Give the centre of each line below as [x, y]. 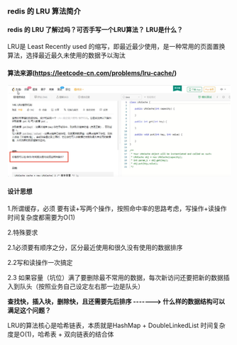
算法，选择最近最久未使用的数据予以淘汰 [66, 55]
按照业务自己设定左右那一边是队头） [91, 286]
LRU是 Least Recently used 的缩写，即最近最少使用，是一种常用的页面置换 [116, 47]
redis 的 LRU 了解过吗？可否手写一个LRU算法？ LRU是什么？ [95, 29]
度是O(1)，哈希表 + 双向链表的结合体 [61, 334]
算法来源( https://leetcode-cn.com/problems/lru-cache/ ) [92, 73]
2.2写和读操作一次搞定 [40, 262]
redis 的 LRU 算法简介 [44, 11]
